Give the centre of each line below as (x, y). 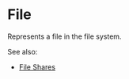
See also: (23, 51)
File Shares (37, 67)
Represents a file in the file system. (64, 36)
